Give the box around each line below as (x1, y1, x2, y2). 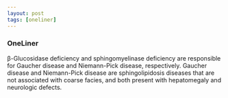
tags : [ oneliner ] (7, 16, 57, 23)
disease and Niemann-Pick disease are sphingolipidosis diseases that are (7, 69, 215, 77)
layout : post (7, 10, 45, 17)
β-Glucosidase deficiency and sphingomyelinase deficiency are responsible (7, 54, 221, 62)
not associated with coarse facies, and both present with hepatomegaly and (7, 76, 221, 84)
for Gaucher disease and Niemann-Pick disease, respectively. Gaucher (7, 61, 207, 69)
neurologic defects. (7, 83, 62, 91)
